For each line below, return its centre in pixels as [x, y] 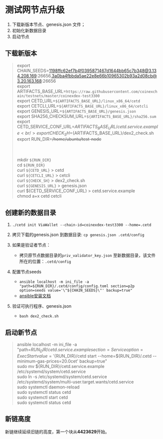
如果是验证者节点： [31, 245]
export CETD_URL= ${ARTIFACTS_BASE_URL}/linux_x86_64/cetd [79, 101]
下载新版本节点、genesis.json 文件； [49, 24]
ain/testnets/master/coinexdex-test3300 [58, 96]
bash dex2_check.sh [39, 316]
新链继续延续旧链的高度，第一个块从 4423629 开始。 [57, 432]
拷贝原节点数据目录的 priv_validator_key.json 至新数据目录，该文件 [88, 256]
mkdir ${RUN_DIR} [34, 160]
